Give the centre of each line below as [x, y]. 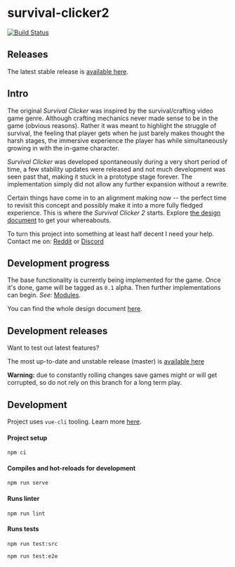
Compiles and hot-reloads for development [72, 468]
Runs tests [23, 529]
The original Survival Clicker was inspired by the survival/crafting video [110, 110]
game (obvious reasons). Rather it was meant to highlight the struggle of [112, 125]
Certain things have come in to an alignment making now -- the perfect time [117, 198]
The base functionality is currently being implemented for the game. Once [114, 280]
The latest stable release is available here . [68, 71]
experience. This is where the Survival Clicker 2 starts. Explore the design [114, 212]
